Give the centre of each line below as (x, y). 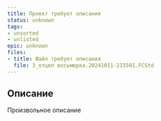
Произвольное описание (44, 110)
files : (17, 53)
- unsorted (23, 33)
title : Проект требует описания (54, 14)
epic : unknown (28, 46)
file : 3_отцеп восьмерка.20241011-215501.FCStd (84, 65)
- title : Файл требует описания (54, 59)
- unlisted (23, 40)
